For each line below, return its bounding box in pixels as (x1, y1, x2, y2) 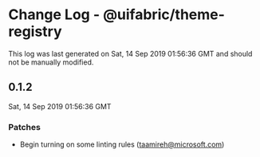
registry (8, 22, 62, 41)
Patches (8, 121, 41, 132)
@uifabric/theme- (102, 6, 226, 24)
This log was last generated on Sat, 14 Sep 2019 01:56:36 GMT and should (8, 49, 253, 58)
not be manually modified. (8, 57, 94, 67)
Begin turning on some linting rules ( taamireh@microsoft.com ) (19, 139, 225, 149)
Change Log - (8, 6, 100, 24)
